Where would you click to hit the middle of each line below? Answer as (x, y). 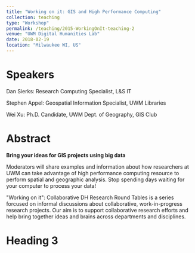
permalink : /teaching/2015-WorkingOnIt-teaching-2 (70, 28)
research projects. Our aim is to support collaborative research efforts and (97, 210)
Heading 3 (32, 240)
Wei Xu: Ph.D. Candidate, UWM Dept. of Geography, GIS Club (82, 114)
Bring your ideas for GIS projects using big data (66, 155)
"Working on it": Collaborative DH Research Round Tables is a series (90, 197)
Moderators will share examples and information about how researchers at (98, 167)
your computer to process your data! (51, 185)
